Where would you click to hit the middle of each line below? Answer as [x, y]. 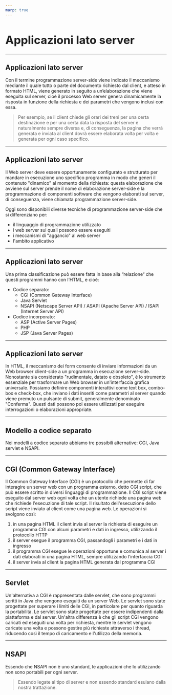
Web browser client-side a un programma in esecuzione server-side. [78, 372]
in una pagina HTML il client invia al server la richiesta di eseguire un [85, 524]
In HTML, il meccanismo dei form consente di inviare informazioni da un [81, 366]
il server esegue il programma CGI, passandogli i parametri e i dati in [85, 540]
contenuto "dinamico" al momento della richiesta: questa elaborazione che [84, 183]
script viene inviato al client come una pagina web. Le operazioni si [76, 508]
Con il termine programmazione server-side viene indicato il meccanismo [83, 80]
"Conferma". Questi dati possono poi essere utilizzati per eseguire [75, 404]
